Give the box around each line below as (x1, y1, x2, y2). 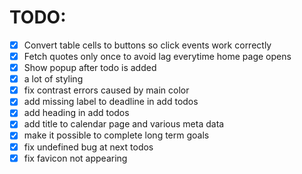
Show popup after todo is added (23, 62, 157, 74)
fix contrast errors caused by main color (23, 84, 190, 96)
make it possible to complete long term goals (23, 129, 210, 141)
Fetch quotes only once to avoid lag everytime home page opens (23, 51, 292, 62)
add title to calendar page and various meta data (23, 118, 225, 130)
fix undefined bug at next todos (23, 141, 154, 153)
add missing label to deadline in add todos (23, 96, 199, 108)
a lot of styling (23, 73, 84, 85)
